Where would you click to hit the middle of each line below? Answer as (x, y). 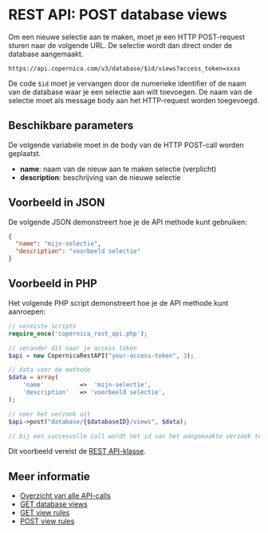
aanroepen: (27, 311)
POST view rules (47, 521)
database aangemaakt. (46, 54)
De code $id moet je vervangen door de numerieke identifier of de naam (128, 83)
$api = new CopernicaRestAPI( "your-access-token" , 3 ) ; (101, 355)
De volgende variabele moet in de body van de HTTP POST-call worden (126, 145)
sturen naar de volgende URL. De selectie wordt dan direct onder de (120, 45)
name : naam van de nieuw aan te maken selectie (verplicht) (118, 169)
